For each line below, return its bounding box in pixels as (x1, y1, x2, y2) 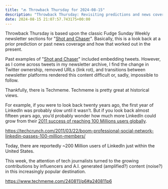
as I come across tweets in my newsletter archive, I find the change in (5, 61, 149, 68)
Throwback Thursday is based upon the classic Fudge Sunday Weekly (5, 31, 150, 37)
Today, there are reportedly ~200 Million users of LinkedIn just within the (5, 143, 155, 149)
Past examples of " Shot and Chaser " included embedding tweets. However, (5, 56, 161, 62)
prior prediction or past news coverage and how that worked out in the (5, 41, 151, 47)
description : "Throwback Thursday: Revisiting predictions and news (5, 12, 151, 17)
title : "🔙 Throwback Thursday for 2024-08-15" (5, 7, 105, 13)
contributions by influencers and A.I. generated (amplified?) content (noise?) (5, 163, 163, 169)
